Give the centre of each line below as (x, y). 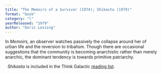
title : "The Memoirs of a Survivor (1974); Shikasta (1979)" (69, 9)
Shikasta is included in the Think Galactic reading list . (61, 67)
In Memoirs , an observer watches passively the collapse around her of (76, 41)
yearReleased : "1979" (27, 23)
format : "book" (20, 14)
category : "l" (20, 18)
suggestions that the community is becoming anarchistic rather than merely (81, 52)
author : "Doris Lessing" (30, 28)
